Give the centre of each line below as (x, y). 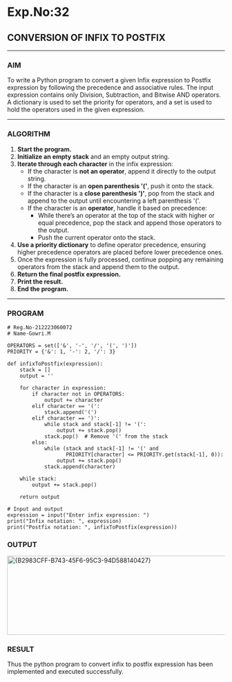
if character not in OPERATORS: (79, 394)
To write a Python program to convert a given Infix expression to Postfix (109, 80)
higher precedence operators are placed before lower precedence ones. (120, 252)
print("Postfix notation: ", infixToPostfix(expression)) (92, 527)
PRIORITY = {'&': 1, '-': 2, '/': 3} (61, 351)
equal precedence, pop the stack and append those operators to (130, 223)
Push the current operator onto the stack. (97, 237)
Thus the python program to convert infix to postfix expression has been (110, 664)
